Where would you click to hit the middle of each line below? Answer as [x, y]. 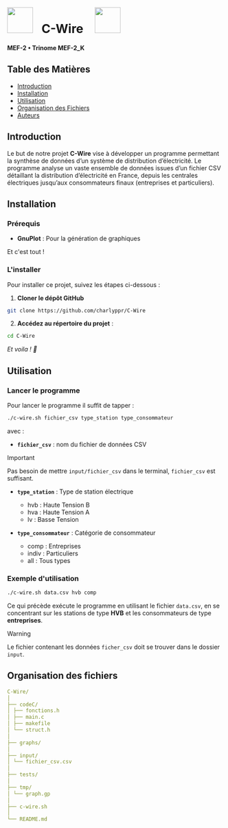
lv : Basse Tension [53, 519]
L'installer [24, 270]
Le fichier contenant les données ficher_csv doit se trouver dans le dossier [114, 647]
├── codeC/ [23, 704]
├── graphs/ [24, 743]
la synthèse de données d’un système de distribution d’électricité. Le [104, 161]
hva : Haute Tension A [58, 512]
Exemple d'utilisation [43, 578]
